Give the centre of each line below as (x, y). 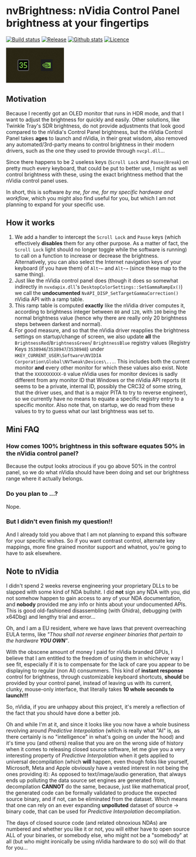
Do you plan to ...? (32, 494)
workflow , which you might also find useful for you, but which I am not (91, 198)
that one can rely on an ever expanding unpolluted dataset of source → (92, 805)
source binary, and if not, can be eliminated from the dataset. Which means (97, 799)
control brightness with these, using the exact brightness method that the (94, 174)
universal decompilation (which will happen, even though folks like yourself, (97, 762)
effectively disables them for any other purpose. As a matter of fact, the (101, 243)
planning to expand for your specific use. (56, 204)
